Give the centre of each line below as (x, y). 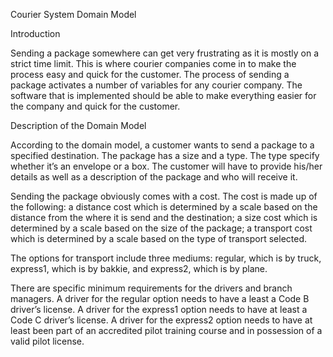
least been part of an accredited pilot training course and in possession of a (166, 330)
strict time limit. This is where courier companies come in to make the (153, 63)
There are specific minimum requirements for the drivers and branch (151, 288)
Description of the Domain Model (78, 125)
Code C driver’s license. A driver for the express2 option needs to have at (161, 320)
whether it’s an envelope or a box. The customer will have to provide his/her (166, 166)
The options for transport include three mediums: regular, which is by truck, (166, 258)
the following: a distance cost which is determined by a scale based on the (164, 207)
